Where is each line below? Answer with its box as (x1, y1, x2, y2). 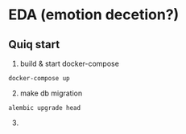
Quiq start (8, 38, 60, 51)
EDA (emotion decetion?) (8, 6, 180, 24)
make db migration (19, 88, 83, 98)
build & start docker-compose (19, 59, 119, 68)
